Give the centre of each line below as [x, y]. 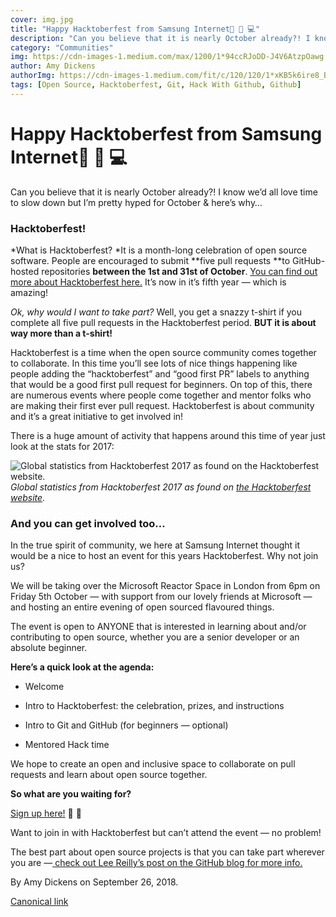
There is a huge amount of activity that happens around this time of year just [168, 435]
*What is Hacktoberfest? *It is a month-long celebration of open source [159, 250]
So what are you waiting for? [71, 794]
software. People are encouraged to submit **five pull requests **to [150, 260]
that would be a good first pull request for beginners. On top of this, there [161, 384]
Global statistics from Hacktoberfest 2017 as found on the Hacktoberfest [161, 487]
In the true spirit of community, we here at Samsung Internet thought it [155, 545]
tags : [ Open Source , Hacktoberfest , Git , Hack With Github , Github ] [156, 85]
